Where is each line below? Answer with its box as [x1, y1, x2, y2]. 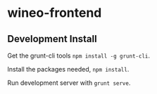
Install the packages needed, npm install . [7, 65, 130, 73]
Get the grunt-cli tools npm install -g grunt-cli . [7, 51, 150, 60]
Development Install [7, 33, 97, 45]
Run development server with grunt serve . [7, 79, 131, 87]
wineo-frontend [7, 5, 102, 21]
